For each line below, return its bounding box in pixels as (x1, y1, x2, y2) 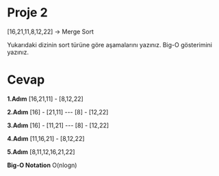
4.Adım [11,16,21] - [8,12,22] (7, 134, 85, 142)
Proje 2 (7, 5, 48, 21)
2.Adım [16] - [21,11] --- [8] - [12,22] (7, 108, 109, 116)
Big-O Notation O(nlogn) (7, 161, 77, 169)
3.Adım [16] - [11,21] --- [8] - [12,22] (7, 121, 109, 129)
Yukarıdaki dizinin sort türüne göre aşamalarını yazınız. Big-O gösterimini (7, 40, 213, 49)
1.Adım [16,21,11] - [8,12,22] (7, 95, 83, 103)
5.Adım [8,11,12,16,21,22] (7, 147, 75, 155)
